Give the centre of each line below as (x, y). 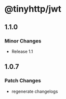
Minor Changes (23, 41)
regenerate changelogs (35, 91)
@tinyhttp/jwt (33, 9)
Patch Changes (23, 80)
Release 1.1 (22, 51)
